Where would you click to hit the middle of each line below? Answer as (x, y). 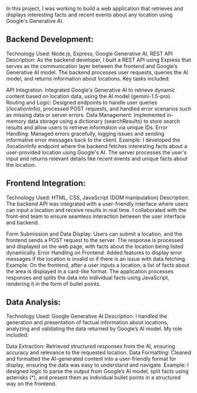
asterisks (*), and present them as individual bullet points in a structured (94, 378)
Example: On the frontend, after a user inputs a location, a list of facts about (98, 265)
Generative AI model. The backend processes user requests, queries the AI (97, 72)
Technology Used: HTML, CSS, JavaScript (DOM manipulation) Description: (98, 197)
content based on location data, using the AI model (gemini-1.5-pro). (89, 96)
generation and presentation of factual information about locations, (87, 323)
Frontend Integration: (46, 184)
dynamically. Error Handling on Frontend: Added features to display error (94, 253)
